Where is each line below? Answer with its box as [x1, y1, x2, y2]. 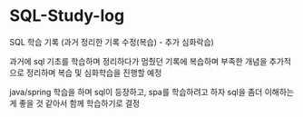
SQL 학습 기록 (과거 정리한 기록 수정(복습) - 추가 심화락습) [9, 36, 215, 47]
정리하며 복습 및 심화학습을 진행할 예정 [25, 67, 162, 78]
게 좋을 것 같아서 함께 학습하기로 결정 [9, 97, 141, 109]
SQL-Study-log [9, 5, 125, 26]
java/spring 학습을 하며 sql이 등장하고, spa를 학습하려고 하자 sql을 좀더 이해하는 [9, 86, 295, 97]
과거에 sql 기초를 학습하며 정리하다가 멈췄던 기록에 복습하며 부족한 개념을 [9, 55, 268, 66]
